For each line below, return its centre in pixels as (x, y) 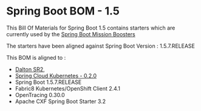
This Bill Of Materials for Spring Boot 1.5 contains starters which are (91, 28)
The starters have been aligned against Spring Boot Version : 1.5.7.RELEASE (101, 46)
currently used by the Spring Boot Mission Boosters (71, 34)
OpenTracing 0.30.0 (40, 95)
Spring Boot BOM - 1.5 (63, 11)
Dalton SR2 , (30, 69)
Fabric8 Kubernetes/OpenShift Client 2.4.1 (67, 88)
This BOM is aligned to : (36, 57)
